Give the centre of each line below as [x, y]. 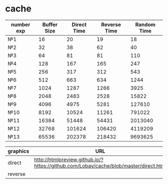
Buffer [50, 24]
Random [145, 24]
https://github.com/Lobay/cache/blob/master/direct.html [100, 165]
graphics [18, 151]
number [20, 24]
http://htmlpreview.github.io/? [69, 159]
